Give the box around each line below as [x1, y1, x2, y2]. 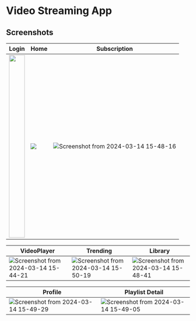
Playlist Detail [124, 288, 164, 296]
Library [149, 247, 170, 255]
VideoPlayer [20, 247, 55, 255]
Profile [43, 288, 62, 296]
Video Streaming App [6, 4, 113, 18]
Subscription [96, 45, 133, 53]
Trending [86, 247, 113, 255]
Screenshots [6, 27, 54, 37]
